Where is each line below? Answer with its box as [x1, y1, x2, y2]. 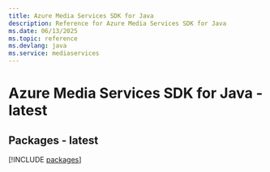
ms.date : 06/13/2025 [8, 27, 79, 35]
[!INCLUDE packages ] [8, 155, 82, 164]
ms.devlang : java [8, 42, 67, 50]
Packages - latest [8, 133, 99, 147]
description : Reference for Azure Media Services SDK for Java [8, 19, 227, 27]
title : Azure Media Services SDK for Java [8, 11, 154, 20]
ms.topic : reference [8, 34, 79, 43]
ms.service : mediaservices [8, 49, 100, 57]
